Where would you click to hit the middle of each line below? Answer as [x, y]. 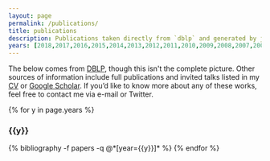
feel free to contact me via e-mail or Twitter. [81, 94]
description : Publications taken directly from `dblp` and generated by [133, 38]
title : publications [43, 31]
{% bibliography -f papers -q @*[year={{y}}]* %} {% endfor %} [114, 148]
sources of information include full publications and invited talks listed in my [134, 77]
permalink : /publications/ [53, 23]
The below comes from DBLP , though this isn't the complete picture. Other [132, 68]
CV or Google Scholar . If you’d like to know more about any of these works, [133, 86]
